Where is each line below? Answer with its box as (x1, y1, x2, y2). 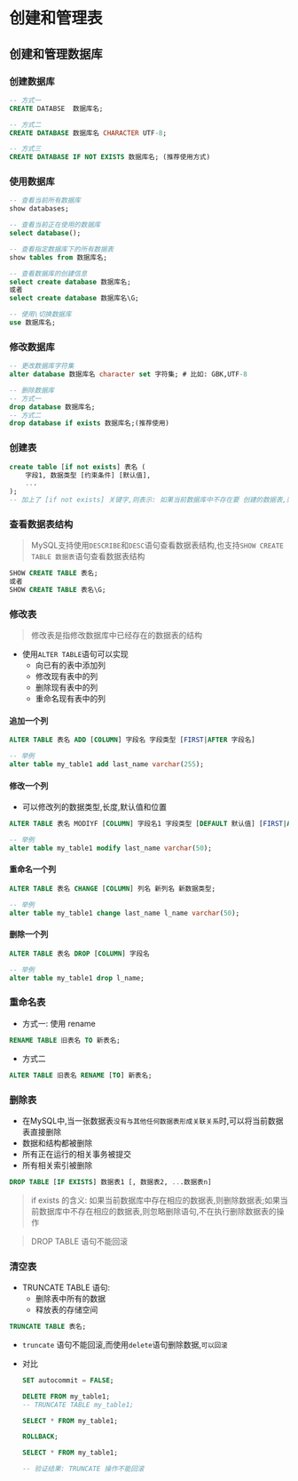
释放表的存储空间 (35, 1304, 98, 1316)
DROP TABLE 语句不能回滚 (30, 1236, 129, 1246)
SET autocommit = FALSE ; (21, 1375, 114, 1385)
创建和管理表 (9, 8, 104, 28)
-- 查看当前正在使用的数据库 (9, 220, 101, 229)
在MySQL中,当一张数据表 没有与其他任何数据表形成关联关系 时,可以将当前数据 (21, 1115, 284, 1125)
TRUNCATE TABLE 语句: (21, 1282, 111, 1293)
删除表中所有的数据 (35, 1293, 106, 1304)
